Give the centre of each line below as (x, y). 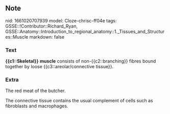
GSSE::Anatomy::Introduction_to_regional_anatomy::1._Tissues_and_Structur (85, 31)
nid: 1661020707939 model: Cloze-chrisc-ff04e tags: (61, 20)
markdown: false (47, 37)
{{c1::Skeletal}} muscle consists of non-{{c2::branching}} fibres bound (81, 61)
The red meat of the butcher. (35, 91)
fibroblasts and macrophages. (37, 106)
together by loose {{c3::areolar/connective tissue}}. (59, 67)
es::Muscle (17, 37)
